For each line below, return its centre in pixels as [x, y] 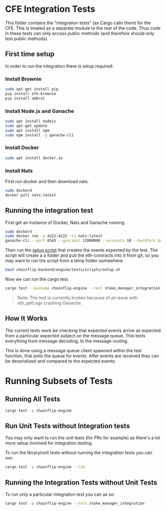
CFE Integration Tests [50, 9]
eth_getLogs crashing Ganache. [50, 303]
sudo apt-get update [26, 126]
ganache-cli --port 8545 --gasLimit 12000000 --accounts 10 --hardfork [80, 241]
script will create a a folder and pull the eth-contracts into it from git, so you [82, 255]
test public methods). [27, 39]
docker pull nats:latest [31, 195]
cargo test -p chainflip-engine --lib [45, 467]
